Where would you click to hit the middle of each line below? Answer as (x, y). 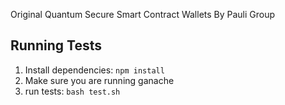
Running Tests (56, 45)
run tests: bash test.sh (72, 91)
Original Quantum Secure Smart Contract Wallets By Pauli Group (143, 14)
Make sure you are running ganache (99, 80)
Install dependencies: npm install (94, 70)
